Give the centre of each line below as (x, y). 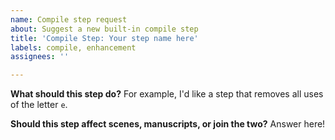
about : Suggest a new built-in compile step (104, 29)
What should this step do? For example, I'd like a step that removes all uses (167, 94)
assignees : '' (40, 57)
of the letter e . (39, 105)
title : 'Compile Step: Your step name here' (104, 38)
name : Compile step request (69, 19)
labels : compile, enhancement (73, 47)
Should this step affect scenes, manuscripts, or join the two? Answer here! (168, 124)
